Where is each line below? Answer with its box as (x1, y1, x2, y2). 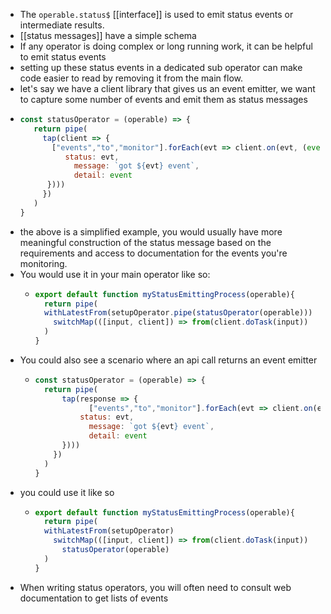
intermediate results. (19, 19, 105, 31)
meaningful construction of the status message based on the (19, 236, 272, 248)
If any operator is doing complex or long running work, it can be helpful (19, 40, 313, 52)
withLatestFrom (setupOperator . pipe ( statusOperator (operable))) (43, 308, 313, 318)
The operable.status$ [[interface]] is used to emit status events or (19, 9, 294, 20)
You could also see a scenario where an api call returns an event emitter (19, 354, 318, 366)
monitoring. (19, 257, 68, 269)
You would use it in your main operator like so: (19, 268, 211, 280)
